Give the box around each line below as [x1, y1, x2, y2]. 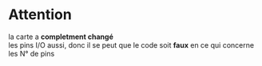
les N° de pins [8, 49, 55, 58]
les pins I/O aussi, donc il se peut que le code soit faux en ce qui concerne [8, 40, 254, 49]
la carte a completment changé [8, 32, 113, 41]
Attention [8, 6, 72, 24]
